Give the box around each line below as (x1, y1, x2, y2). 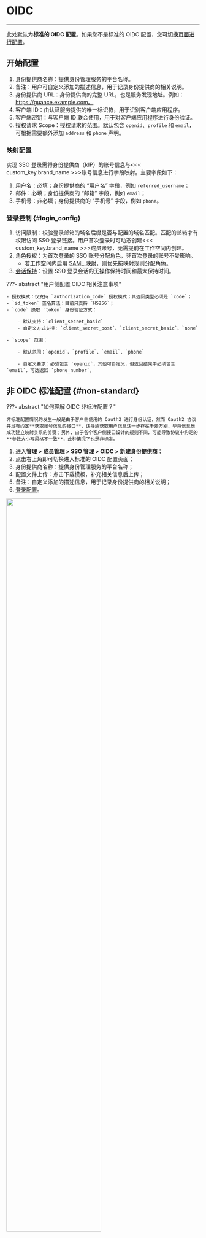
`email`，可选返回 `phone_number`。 (6, 368, 94, 374)
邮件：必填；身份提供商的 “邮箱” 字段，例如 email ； (15, 190, 146, 197)
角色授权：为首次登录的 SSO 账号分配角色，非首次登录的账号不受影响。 (15, 252, 196, 260)
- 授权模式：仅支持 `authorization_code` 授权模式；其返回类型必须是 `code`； (6, 294, 192, 300)
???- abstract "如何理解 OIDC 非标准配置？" (6, 403, 116, 411)
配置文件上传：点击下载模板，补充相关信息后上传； (15, 471, 145, 478)
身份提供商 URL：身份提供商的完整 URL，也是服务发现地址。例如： (15, 90, 185, 98)
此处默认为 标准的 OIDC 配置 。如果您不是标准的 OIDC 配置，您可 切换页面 (6, 30, 189, 37)
